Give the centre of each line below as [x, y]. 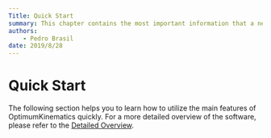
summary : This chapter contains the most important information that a [131, 23]
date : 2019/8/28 [35, 46]
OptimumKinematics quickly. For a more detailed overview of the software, [132, 117]
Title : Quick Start [41, 16]
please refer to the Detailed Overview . [71, 125]
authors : [23, 31]
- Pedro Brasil [48, 38]
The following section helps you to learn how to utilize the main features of [132, 108]
